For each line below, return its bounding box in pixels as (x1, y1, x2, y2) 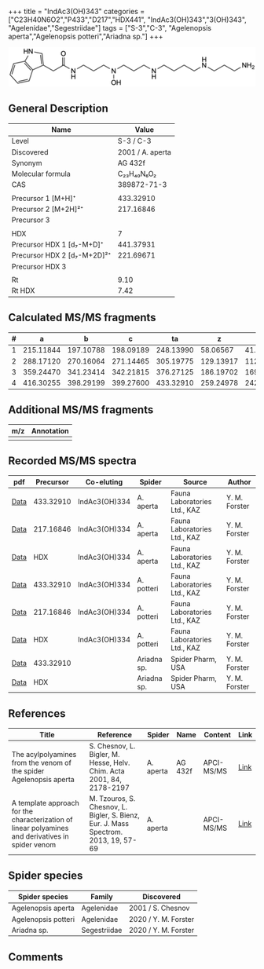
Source (183, 477, 207, 486)
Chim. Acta (89, 766, 125, 776)
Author (227, 477, 251, 486)
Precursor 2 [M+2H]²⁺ (11, 204, 84, 214)
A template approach (11, 798, 80, 807)
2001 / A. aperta (117, 147, 171, 156)
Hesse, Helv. (89, 758, 130, 768)
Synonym (11, 158, 42, 167)
